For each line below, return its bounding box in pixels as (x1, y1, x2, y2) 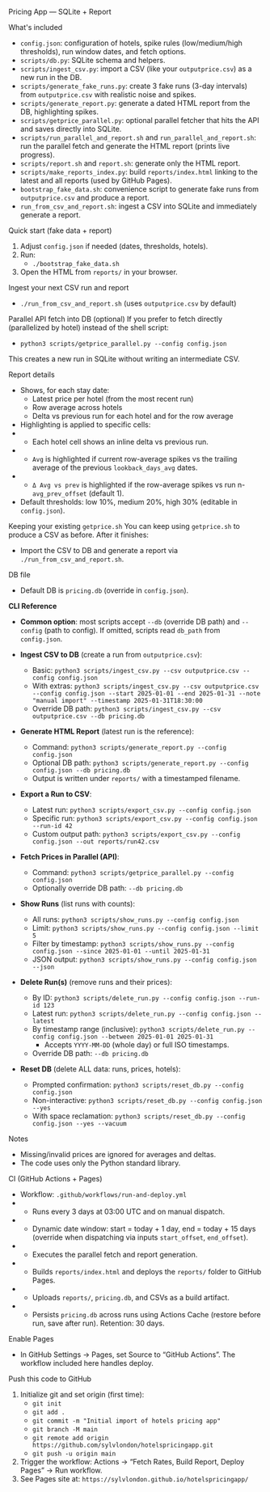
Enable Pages (8, 1334, 54, 1343)
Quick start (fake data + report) (8, 226, 112, 235)
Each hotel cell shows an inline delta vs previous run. (32, 437, 209, 446)
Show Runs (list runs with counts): (19, 899, 136, 908)
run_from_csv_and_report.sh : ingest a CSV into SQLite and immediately (19, 201, 257, 211)
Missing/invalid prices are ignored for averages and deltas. (19, 1150, 217, 1159)
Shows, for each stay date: (19, 386, 110, 395)
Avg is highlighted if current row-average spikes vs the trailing (32, 454, 238, 463)
